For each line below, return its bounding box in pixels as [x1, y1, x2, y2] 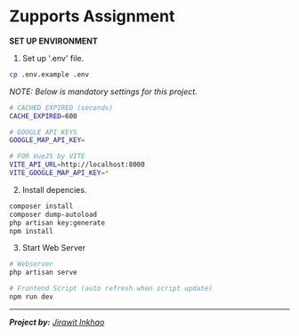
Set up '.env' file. [21, 52, 85, 63]
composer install [9, 202, 74, 211]
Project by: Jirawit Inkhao [9, 316, 105, 327]
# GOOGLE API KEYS [9, 127, 77, 137]
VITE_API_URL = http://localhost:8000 [9, 160, 145, 170]
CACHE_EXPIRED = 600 [9, 111, 77, 121]
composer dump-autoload [9, 210, 98, 219]
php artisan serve [9, 268, 77, 277]
